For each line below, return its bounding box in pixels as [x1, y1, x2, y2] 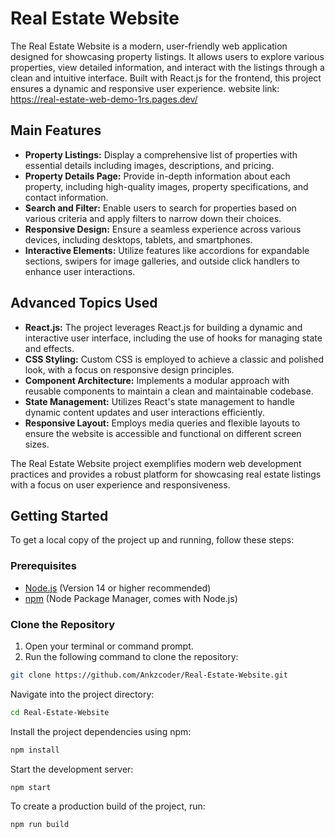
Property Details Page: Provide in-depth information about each [24, 170, 291, 182]
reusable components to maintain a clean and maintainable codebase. [24, 385, 314, 397]
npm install [10, 745, 60, 755]
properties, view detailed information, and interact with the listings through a [10, 61, 325, 73]
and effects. [24, 342, 75, 354]
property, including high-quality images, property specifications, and [24, 180, 309, 192]
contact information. [24, 191, 109, 203]
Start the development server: [10, 763, 134, 775]
